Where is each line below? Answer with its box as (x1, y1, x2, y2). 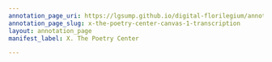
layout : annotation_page (8, 27, 92, 35)
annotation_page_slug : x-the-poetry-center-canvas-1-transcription (8, 19, 241, 27)
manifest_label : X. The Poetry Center (8, 34, 139, 43)
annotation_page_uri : (8, 11, 82, 20)
